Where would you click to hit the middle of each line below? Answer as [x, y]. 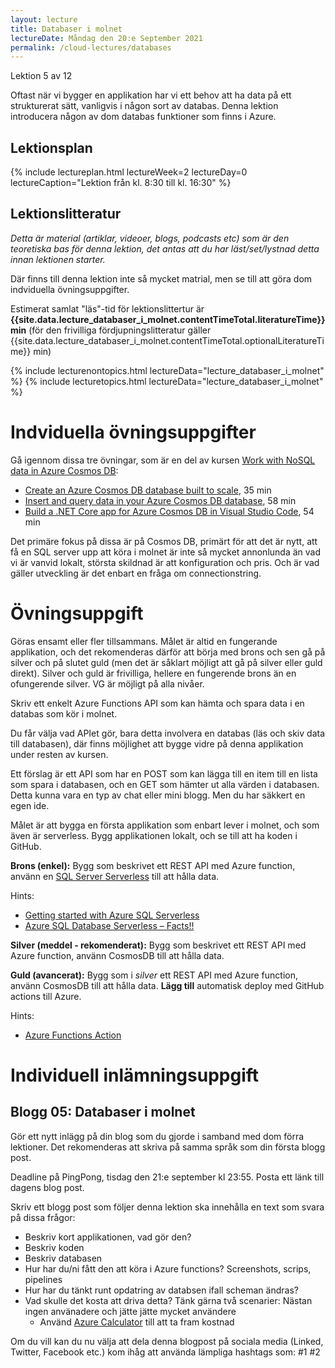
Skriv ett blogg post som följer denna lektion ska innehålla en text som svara [167, 1207]
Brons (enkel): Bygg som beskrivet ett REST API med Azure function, [153, 865]
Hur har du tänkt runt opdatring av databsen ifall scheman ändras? [161, 1290]
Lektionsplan [51, 147]
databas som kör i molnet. [64, 713]
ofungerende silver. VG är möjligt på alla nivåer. [107, 683]
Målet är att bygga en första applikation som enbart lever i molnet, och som [165, 825]
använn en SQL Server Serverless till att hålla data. [115, 876]
